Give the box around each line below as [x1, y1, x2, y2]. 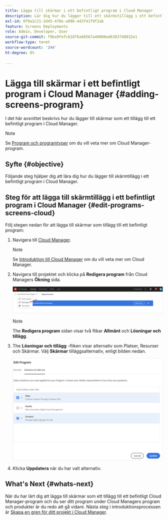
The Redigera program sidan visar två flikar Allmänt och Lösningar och [12, 327, 161, 333]
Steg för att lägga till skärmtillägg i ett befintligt [5, 193, 155, 201]
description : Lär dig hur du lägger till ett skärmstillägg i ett [5, 13, 146, 18]
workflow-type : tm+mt [5, 40, 50, 45]
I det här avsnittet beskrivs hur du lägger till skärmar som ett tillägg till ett [5, 115, 156, 121]
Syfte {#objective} [5, 160, 64, 168]
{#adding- [115, 88, 159, 99]
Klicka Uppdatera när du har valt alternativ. [12, 465, 101, 471]
